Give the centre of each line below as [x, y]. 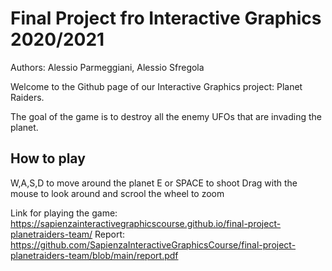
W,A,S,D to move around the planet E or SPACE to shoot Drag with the [154, 183]
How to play [48, 158]
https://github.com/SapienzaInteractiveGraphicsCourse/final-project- [153, 244]
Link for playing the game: [64, 213]
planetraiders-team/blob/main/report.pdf [94, 255]
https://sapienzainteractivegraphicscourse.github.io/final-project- [146, 223]
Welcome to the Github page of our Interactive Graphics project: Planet [156, 86]
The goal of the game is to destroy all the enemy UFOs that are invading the [166, 116]
